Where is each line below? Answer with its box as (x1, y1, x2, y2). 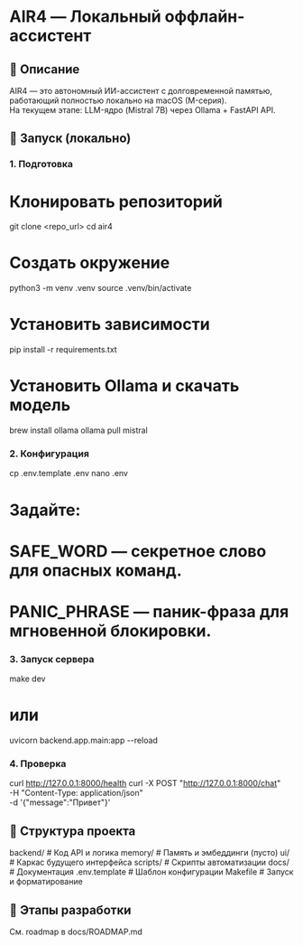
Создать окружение (9, 253, 170, 273)
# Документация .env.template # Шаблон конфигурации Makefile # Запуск (9, 866, 294, 877)
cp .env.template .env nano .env (9, 468, 129, 479)
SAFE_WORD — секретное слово (9, 540, 267, 561)
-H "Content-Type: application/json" (9, 788, 143, 799)
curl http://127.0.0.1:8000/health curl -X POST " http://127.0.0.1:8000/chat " (9, 778, 281, 789)
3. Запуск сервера (9, 652, 95, 665)
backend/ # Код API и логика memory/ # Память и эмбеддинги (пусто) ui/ (9, 848, 290, 858)
